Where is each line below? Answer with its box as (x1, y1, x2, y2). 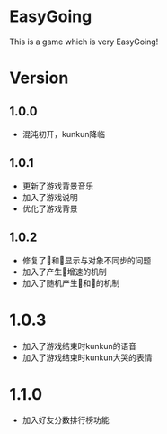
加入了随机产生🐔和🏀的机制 (22, 277, 120, 288)
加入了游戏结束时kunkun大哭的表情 (22, 352, 153, 363)
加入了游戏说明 (22, 191, 78, 202)
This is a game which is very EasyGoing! (9, 36, 159, 47)
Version (9, 68, 69, 88)
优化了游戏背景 (22, 203, 78, 214)
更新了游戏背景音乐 (22, 180, 94, 191)
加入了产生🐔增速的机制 (22, 266, 107, 277)
